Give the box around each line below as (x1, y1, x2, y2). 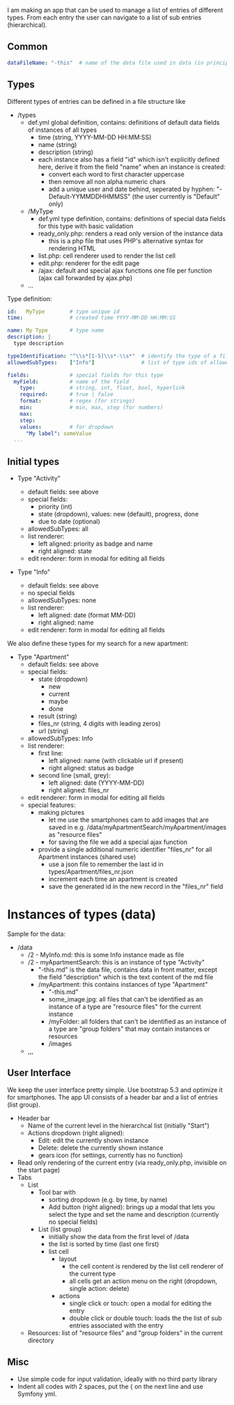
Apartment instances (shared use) (38, 853, 136, 861)
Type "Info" (17, 568, 51, 576)
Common (7, 41, 48, 53)
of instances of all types (27, 125, 97, 134)
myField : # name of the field (13, 378, 130, 385)
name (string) (38, 140, 77, 148)
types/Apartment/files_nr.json (48, 868, 134, 876)
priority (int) (38, 502, 73, 511)
